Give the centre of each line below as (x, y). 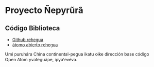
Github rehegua (28, 40)
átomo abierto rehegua (35, 45)
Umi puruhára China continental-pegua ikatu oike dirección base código (77, 54)
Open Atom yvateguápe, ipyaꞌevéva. (41, 60)
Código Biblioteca (33, 28)
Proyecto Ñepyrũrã (44, 10)
